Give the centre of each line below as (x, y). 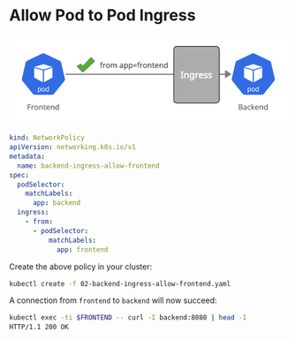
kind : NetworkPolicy (47, 138)
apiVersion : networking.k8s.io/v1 (73, 147)
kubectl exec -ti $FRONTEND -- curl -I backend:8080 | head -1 (128, 318)
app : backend (57, 203)
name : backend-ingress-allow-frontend (89, 166)
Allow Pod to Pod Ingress (102, 15)
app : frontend (82, 249)
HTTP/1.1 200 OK (39, 328)
